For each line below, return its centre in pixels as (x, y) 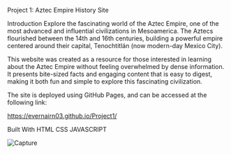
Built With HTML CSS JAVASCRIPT (57, 129)
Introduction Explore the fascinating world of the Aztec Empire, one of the (113, 23)
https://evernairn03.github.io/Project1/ (62, 116)
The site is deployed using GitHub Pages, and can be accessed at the (107, 95)
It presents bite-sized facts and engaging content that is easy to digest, (110, 74)
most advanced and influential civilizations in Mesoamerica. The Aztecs (110, 31)
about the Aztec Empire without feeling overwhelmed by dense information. (116, 67)
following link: (27, 102)
